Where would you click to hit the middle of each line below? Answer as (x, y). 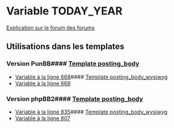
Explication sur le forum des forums (50, 28)
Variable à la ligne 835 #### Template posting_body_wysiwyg (91, 112)
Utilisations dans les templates (66, 47)
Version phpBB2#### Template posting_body (75, 99)
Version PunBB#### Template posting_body (73, 64)
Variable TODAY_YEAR (64, 11)
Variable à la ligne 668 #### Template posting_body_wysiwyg (91, 77)
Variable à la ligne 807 (43, 118)
